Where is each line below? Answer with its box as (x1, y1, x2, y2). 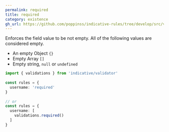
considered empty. (5, 41, 44, 47)
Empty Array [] (12, 56, 44, 62)
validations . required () (14, 113, 64, 118)
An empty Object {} (12, 50, 54, 56)
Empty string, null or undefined (12, 61, 78, 67)
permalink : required (5, 7, 49, 13)
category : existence (5, 17, 49, 22)
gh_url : (5, 21, 22, 27)
